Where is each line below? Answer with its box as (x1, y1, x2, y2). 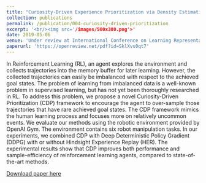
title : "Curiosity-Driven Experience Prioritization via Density (6, 9, 177, 15)
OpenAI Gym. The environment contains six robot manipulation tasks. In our (6, 125, 198, 133)
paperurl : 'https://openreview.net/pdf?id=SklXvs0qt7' (6, 44, 150, 50)
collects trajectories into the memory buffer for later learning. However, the (6, 66, 196, 74)
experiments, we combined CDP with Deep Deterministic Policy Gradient (6, 131, 190, 139)
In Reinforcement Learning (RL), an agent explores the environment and (6, 60, 188, 68)
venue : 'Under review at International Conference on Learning (6, 37, 172, 44)
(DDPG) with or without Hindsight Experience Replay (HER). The (6, 138, 168, 146)
